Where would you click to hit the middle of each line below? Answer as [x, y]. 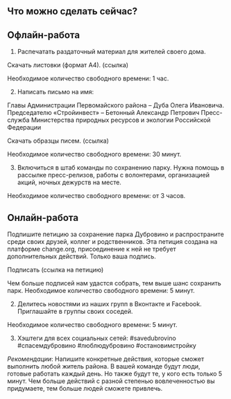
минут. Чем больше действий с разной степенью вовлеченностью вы [111, 381]
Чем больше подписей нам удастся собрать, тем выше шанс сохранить [114, 283]
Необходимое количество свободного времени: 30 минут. [94, 154]
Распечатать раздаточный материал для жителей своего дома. [111, 52]
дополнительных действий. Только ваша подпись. [82, 256]
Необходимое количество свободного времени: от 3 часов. [96, 196]
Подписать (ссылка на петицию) [55, 270]
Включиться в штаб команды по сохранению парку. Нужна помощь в [121, 168]
